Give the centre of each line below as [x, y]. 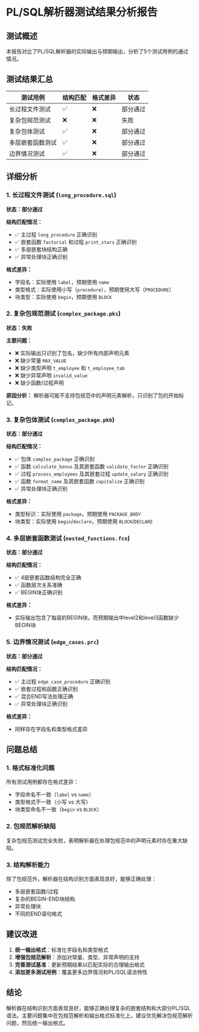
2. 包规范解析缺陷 [31, 826]
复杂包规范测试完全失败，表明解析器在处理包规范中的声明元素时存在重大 [94, 840]
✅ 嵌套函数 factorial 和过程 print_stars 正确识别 [76, 242]
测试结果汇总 [30, 79]
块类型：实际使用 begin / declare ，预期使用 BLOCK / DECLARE [84, 521]
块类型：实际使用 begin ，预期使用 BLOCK [63, 297]
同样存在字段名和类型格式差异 [51, 729]
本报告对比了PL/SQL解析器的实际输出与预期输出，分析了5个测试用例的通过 [97, 51]
